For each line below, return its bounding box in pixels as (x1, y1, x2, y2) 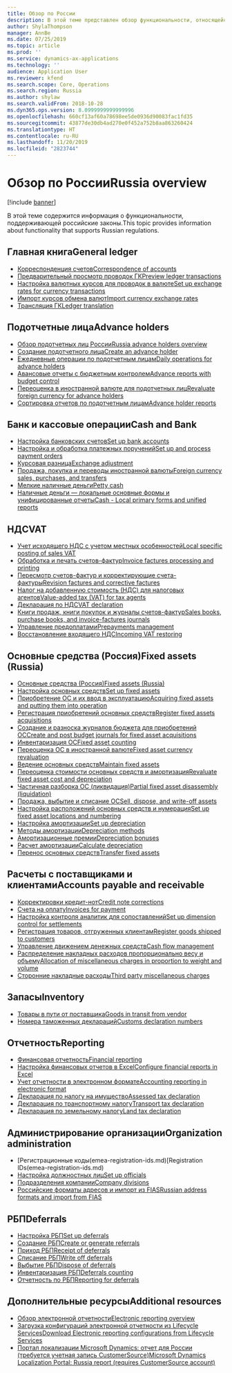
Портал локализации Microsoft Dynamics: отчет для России (17, 1343, 193, 1352)
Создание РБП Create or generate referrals (17, 1239, 140, 1247)
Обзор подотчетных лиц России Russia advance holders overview (17, 340, 208, 348)
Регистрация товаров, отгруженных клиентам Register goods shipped (17, 927, 222, 935)
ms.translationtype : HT (7, 126, 76, 133)
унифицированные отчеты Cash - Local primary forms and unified (17, 496, 207, 504)
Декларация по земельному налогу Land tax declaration (17, 1107, 182, 1115)
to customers (17, 934, 55, 942)
